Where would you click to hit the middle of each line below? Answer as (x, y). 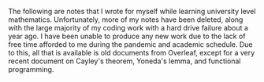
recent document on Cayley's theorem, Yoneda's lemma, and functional (125, 61)
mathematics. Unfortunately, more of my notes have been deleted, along (126, 20)
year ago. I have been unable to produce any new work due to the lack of (127, 36)
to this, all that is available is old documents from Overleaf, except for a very (132, 53)
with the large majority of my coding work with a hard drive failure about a (128, 28)
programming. (31, 69)
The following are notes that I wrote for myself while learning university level (132, 11)
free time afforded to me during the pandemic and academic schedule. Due (131, 45)
